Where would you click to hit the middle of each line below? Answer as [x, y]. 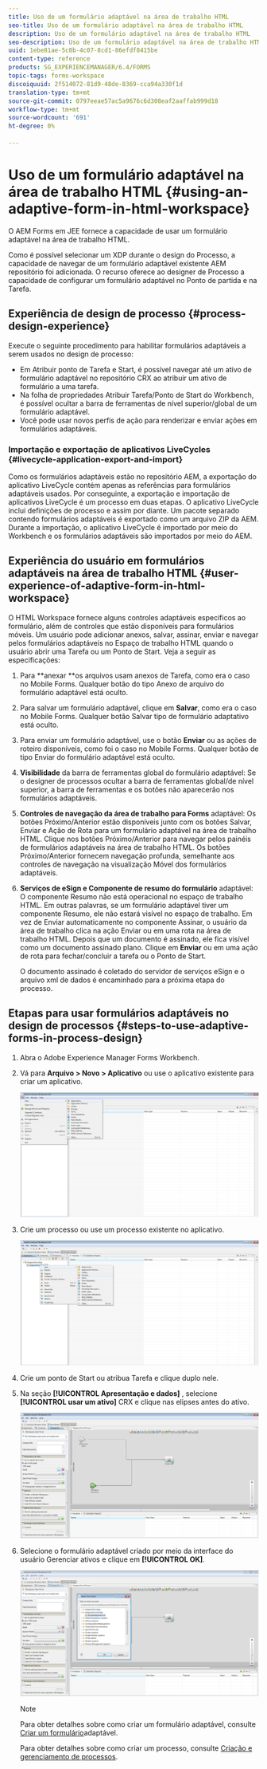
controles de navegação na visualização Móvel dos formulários [123, 864]
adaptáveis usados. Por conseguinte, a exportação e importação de [119, 493]
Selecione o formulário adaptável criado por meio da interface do [126, 1551]
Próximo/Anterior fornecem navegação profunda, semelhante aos [127, 855]
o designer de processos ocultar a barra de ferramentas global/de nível [137, 780]
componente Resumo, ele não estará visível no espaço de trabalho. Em [136, 914]
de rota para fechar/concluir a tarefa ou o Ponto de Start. [113, 956]
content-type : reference [49, 59]
